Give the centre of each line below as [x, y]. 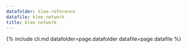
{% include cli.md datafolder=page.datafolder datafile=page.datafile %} [94, 39]
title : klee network [32, 22]
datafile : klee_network [36, 17]
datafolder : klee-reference [41, 11]
